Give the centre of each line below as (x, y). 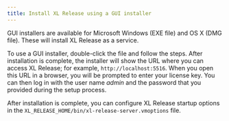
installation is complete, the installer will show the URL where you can (106, 60)
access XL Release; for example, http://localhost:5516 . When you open (110, 68)
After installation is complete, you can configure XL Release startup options (113, 103)
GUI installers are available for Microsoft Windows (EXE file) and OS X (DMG (114, 33)
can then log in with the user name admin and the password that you (104, 82)
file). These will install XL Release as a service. (73, 40)
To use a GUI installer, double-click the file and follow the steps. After (105, 53)
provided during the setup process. (57, 90)
